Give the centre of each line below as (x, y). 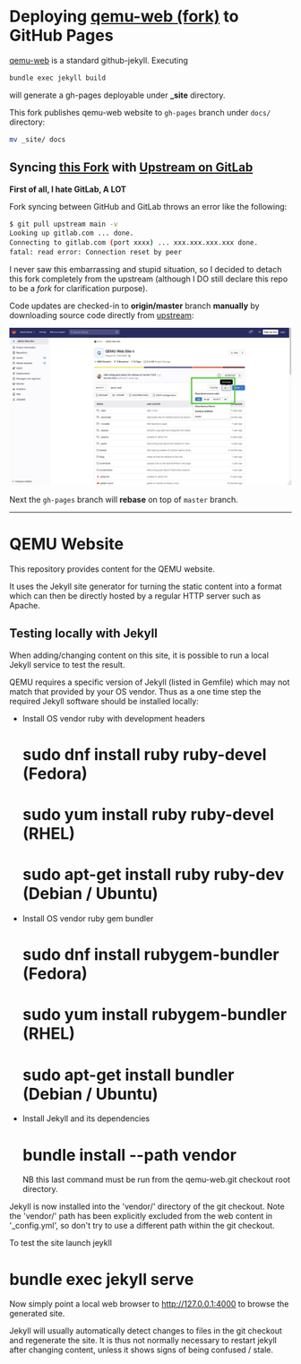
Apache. (25, 605)
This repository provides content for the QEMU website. (112, 569)
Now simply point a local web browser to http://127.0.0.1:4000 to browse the (149, 1304)
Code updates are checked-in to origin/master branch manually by (134, 306)
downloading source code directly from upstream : (102, 315)
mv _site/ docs (38, 139)
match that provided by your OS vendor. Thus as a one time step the (135, 691)
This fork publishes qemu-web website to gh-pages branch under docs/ (140, 112)
